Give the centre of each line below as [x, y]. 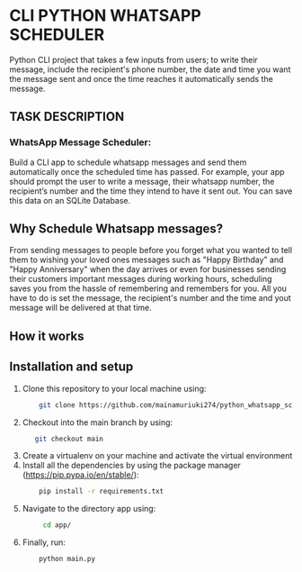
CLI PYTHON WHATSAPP [106, 16]
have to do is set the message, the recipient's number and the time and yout [151, 298]
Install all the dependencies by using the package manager [131, 466]
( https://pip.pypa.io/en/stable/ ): [80, 475]
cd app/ [57, 525]
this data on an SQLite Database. [70, 200]
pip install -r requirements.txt [102, 492]
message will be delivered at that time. [81, 308]
